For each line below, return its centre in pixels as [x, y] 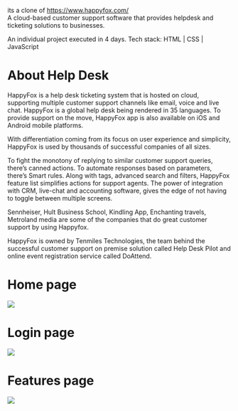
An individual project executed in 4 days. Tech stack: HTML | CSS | [106, 39]
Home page [42, 285]
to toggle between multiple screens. [60, 198]
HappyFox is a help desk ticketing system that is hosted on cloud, [103, 95]
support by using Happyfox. [48, 227]
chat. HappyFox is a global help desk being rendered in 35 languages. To [114, 110]
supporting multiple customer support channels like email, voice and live [113, 102]
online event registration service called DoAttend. [80, 256]
